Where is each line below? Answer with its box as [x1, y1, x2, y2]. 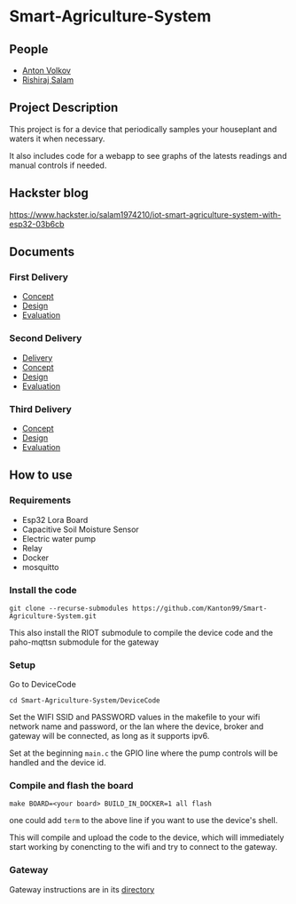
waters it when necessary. [9, 133, 105, 144]
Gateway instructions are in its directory [9, 884, 155, 894]
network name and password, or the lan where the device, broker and [9, 721, 264, 732]
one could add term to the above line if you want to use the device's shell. [9, 815, 278, 826]
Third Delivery [9, 402, 73, 415]
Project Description [9, 100, 119, 115]
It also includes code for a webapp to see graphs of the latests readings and [9, 150, 287, 161]
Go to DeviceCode [9, 679, 77, 690]
